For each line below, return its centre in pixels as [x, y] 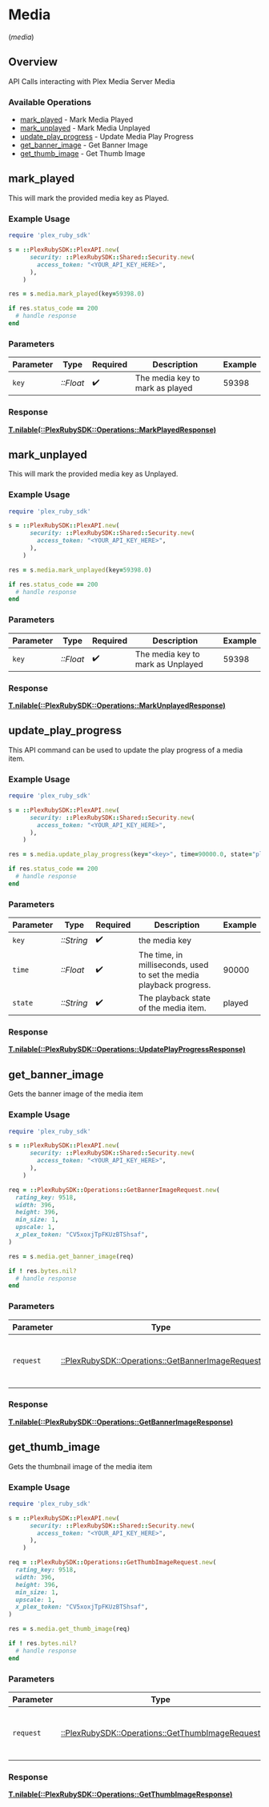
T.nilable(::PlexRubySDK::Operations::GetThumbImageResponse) [120, 1794]
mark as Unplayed [169, 664]
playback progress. [175, 985]
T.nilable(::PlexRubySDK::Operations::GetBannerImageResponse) [121, 1422]
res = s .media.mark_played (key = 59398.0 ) [77, 294]
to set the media [169, 975]
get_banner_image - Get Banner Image [84, 145]
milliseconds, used [174, 965]
